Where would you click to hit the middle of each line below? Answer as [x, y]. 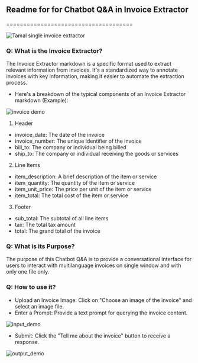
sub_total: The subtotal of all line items [61, 219]
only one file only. [28, 272]
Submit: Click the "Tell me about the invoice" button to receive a [92, 335]
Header [24, 123]
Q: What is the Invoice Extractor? [54, 51]
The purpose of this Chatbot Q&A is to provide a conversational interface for [99, 259]
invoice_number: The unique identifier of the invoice [78, 141]
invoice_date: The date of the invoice [60, 135]
